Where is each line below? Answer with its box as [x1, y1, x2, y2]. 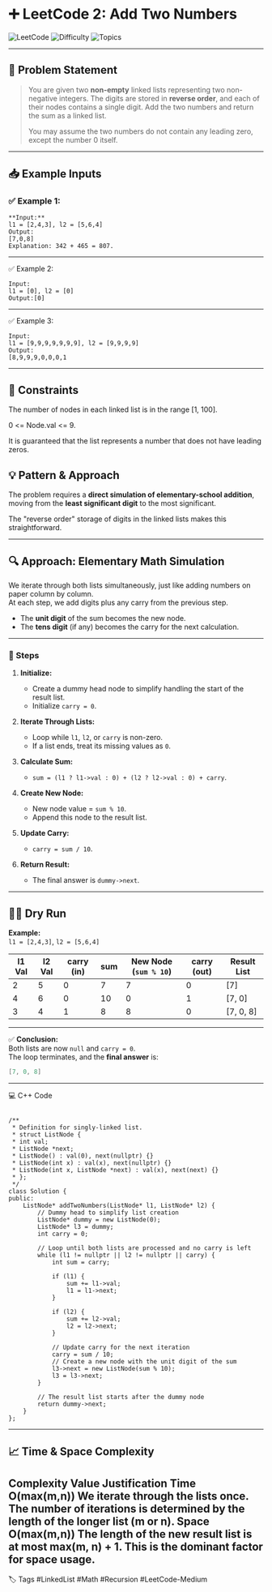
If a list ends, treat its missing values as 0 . [32, 741, 172, 751]
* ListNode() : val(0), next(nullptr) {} [11, 1152, 154, 1160]
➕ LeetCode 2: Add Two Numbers [8, 5, 237, 24]
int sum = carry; [51, 1258, 111, 1266]
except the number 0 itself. [28, 135, 118, 144]
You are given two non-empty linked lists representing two [28, 84, 225, 94]
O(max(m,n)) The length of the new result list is [8, 1527, 253, 1541]
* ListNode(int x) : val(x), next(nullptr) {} [11, 1158, 172, 1167]
